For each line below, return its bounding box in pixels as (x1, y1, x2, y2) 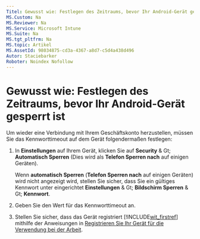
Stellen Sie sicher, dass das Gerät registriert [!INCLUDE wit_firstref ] (14, 213, 179, 221)
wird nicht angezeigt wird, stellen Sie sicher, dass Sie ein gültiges (14, 178, 176, 185)
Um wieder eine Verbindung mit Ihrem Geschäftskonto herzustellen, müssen (6, 129, 193, 136)
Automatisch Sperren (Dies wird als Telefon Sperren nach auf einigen (14, 153, 189, 161)
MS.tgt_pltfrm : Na (6, 36, 52, 42)
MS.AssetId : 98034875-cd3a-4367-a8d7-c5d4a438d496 (6, 48, 135, 54)
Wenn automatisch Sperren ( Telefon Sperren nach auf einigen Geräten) (14, 171, 193, 179)
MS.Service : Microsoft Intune (6, 25, 82, 32)
